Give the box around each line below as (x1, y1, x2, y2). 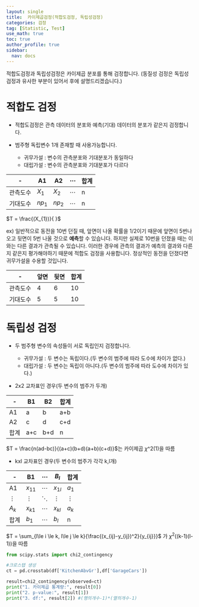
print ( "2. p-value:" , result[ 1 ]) (6, 589, 89, 596)
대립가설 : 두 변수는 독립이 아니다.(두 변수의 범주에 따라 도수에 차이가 (23, 362, 182, 369)
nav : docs (11, 53, 36, 59)
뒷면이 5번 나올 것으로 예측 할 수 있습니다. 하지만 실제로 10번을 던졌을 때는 (17, 235, 187, 242)
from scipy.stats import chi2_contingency (6, 552, 113, 558)
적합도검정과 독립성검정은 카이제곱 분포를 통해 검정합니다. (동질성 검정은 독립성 (6, 69, 189, 77)
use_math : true (6, 31, 44, 37)
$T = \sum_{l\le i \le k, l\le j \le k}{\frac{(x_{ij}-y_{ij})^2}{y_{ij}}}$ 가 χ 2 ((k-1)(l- (6, 531, 194, 539)
